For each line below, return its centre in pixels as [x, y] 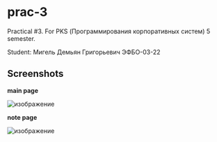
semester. [22, 38]
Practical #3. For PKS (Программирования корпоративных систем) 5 [109, 31]
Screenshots [35, 74]
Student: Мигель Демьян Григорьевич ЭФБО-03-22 [84, 52]
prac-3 [27, 12]
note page [22, 117]
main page [23, 90]
